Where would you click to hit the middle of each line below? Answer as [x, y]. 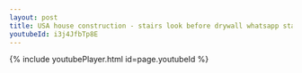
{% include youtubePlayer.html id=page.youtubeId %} [109, 60]
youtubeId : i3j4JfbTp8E [54, 34]
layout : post [34, 17]
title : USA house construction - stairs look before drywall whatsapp [144, 26]
